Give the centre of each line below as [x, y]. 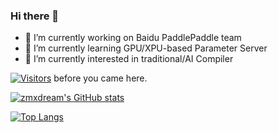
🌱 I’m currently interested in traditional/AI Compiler [129, 59]
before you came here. [100, 78]
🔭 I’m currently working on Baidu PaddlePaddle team [133, 38]
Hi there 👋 [35, 16]
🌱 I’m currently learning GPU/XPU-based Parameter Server [146, 48]
